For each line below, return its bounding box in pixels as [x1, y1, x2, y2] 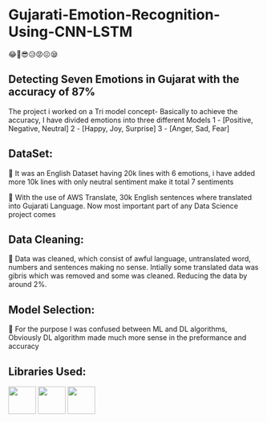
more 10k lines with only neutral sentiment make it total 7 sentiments [8, 177, 234, 186]
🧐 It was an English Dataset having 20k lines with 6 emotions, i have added [8, 168, 255, 178]
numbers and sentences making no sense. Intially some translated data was [8, 263, 259, 272]
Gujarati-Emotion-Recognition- [8, 6, 220, 24]
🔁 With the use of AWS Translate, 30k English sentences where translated [8, 192, 253, 202]
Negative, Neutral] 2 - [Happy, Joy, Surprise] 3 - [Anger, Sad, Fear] [8, 123, 230, 133]
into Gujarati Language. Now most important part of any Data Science [8, 201, 239, 211]
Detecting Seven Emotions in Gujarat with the [8, 72, 240, 86]
